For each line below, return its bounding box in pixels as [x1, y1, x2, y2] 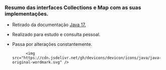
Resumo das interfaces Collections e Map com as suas [5, 4, 142, 11]
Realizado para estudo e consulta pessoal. [12, 32, 100, 38]
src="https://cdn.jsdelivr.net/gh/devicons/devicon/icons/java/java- [12, 55, 162, 60]
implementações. [5, 10, 49, 17]
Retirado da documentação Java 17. [12, 22, 86, 28]
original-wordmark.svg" [12, 60, 63, 65]
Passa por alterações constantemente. [12, 41, 93, 47]
